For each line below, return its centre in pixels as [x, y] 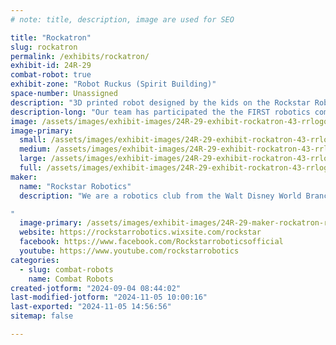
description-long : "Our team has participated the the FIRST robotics [160, 112]
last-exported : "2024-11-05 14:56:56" [91, 307]
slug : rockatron [44, 47]
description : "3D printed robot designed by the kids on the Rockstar [160, 102]
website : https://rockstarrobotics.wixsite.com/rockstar [140, 232]
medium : [35, 149]
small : [33, 140]
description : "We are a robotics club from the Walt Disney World [160, 196]
